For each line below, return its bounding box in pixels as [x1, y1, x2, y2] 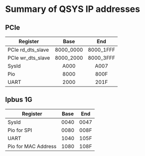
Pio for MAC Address [7, 143, 57, 150]
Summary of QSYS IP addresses [5, 3, 141, 15]
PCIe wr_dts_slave [7, 55, 51, 61]
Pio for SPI [7, 127, 32, 134]
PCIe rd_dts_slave [7, 46, 49, 53]
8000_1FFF [87, 46, 115, 53]
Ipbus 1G [5, 95, 32, 104]
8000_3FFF [87, 55, 115, 61]
